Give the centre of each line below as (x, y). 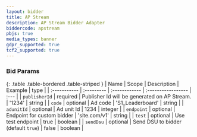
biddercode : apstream (33, 28)
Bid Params (23, 71)
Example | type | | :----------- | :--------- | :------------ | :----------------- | (99, 90)
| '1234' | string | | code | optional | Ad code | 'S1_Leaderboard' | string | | (95, 103)
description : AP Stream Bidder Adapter (56, 23)
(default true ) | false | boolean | (45, 128)
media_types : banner (32, 39)
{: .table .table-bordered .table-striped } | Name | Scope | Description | (93, 84)
